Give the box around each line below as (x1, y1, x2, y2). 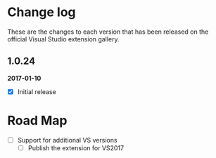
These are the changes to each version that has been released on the (7, 27, 209, 36)
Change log (7, 4, 76, 20)
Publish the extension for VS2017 (27, 143, 125, 152)
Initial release (17, 87, 56, 96)
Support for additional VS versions (17, 136, 117, 144)
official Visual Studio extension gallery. (7, 34, 120, 43)
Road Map (7, 113, 68, 129)
